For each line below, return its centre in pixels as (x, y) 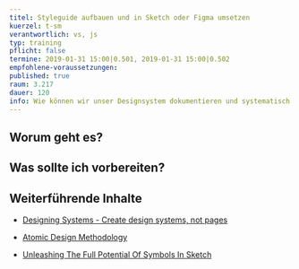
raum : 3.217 (31, 84)
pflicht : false (38, 51)
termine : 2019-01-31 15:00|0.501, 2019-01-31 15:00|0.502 (120, 59)
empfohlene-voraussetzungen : (64, 68)
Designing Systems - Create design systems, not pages (125, 220)
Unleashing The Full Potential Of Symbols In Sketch (117, 254)
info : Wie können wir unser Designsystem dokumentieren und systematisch (150, 101)
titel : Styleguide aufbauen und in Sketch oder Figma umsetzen (130, 17)
